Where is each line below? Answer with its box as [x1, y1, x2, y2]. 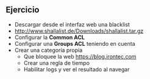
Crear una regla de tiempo [23, 59, 90, 66]
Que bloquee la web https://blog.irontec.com [23, 52, 137, 60]
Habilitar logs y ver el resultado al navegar [23, 66, 130, 73]
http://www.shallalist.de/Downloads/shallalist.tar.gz [14, 27, 144, 34]
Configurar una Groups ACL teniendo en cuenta [14, 40, 135, 47]
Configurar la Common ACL [14, 33, 85, 41]
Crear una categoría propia [14, 46, 83, 54]
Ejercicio [5, 5, 40, 15]
